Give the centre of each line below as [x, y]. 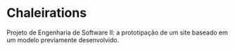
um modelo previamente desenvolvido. [63, 39]
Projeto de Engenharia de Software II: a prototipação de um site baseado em [117, 32]
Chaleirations [47, 13]
